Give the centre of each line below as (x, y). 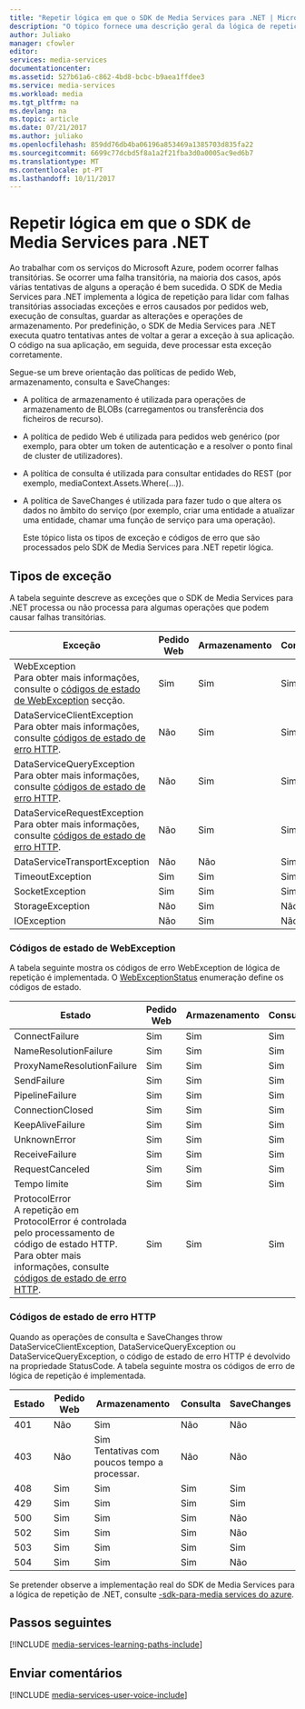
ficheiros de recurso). (63, 419)
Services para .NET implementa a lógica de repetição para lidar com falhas (149, 297)
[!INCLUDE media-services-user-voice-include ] (98, 1695)
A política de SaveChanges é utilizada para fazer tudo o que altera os (152, 501)
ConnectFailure (47, 1036)
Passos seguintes (60, 1622)
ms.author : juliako (46, 136)
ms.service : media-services (63, 85)
